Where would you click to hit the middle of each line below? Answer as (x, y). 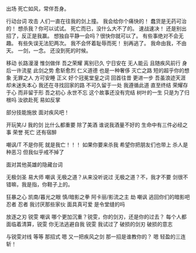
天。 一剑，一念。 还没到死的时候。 (49, 51)
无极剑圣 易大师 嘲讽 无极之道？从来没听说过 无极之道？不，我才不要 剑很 (94, 177)
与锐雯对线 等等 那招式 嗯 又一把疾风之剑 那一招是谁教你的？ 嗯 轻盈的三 (93, 237)
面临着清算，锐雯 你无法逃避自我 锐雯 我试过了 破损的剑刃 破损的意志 (89, 224)
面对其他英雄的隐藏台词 (34, 164)
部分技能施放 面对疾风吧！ (38, 112)
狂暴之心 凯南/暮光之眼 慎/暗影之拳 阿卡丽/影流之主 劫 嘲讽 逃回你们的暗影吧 (98, 197)
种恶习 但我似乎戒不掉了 (35, 152)
